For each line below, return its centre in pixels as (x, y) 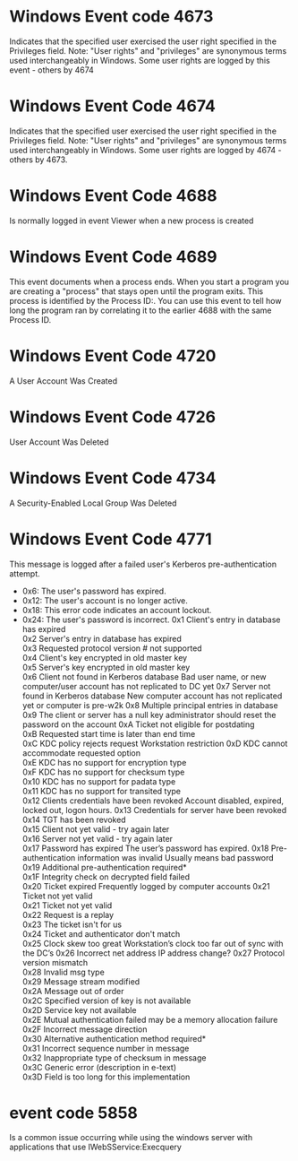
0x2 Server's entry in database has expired (102, 638)
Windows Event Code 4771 (111, 539)
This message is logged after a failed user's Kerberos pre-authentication (143, 564)
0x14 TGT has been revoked (74, 819)
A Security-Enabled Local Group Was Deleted (93, 503)
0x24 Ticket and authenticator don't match (101, 933)
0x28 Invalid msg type (63, 972)
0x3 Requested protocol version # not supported (112, 648)
